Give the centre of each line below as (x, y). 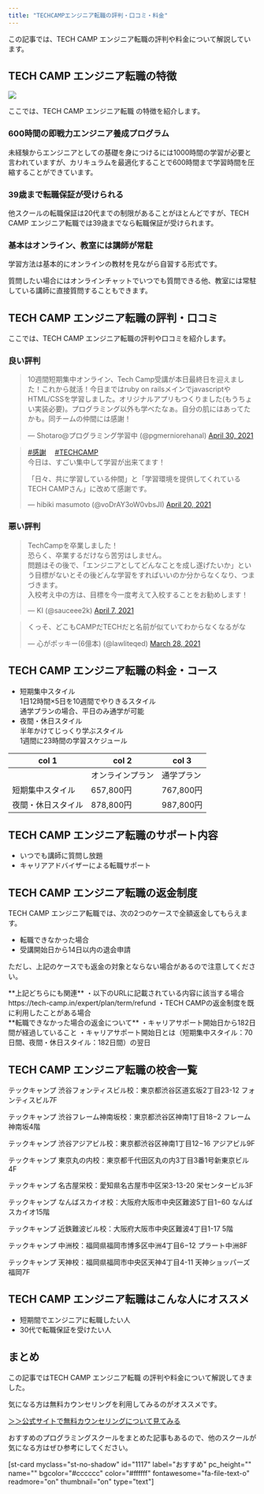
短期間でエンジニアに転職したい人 (75, 1320)
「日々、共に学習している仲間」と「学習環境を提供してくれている (134, 479)
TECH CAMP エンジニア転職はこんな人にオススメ (129, 1300)
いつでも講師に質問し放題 (61, 856)
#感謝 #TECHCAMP (63, 452)
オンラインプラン (123, 775)
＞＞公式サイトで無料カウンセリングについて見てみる (95, 1421)
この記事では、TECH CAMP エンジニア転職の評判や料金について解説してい (130, 39)
